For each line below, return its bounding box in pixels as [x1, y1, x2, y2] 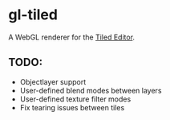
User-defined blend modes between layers [19, 85, 162, 95]
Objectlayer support [19, 77, 87, 86]
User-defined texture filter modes [19, 94, 132, 104]
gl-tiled [8, 6, 59, 24]
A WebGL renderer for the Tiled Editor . [8, 32, 135, 42]
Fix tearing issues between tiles [19, 102, 125, 112]
